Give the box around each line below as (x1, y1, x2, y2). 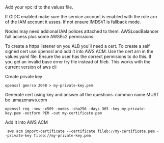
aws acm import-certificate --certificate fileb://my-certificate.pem (7, 129, 155, 134)
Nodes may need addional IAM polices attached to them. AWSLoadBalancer (5, 29, 159, 34)
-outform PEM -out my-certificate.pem (23, 111, 102, 115)
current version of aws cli (5, 64, 57, 70)
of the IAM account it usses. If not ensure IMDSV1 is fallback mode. (5, 19, 141, 25)
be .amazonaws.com (5, 97, 48, 103)
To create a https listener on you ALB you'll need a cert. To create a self (5, 43, 150, 49)
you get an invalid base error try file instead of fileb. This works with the (5, 59, 151, 64)
